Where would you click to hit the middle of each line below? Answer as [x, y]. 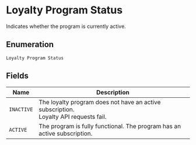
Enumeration [30, 45]
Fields [17, 76]
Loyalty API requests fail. [73, 116]
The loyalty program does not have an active [100, 102]
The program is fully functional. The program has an [110, 126]
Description [113, 92]
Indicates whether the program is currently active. [66, 26]
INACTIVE [21, 109]
